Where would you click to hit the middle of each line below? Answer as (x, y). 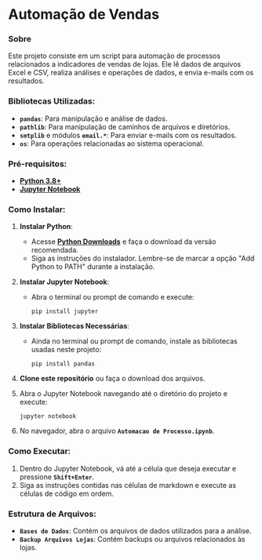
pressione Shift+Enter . (57, 477)
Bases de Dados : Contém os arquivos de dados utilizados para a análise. (135, 530)
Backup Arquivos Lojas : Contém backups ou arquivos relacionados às (132, 539)
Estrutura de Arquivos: (52, 514)
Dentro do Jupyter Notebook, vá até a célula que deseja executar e (128, 468)
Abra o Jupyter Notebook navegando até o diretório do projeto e (123, 394)
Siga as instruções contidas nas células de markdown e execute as (128, 485)
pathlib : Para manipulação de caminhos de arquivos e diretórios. (125, 126)
